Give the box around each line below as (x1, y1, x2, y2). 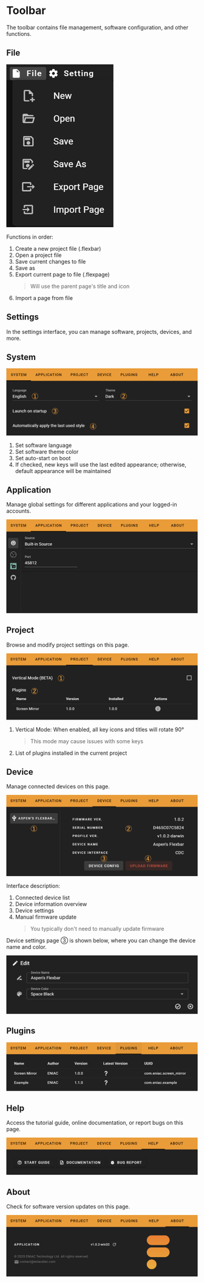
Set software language (15, 441, 72, 449)
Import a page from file (15, 294, 73, 301)
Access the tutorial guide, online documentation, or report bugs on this (6, 1119, 183, 1126)
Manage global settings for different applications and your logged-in (6, 501, 177, 508)
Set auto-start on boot (15, 454, 71, 461)
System (6, 352, 36, 362)
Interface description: (6, 882, 61, 890)
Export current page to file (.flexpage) (15, 271, 110, 278)
